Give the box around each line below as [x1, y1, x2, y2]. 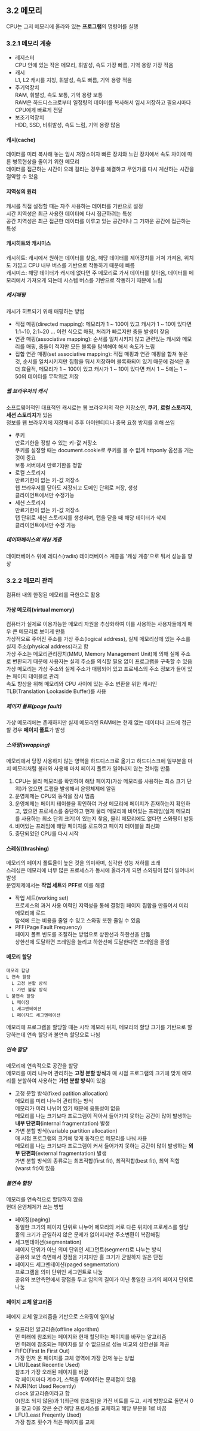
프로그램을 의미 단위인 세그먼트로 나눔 [14, 1269, 103, 1276]
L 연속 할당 [6, 974, 31, 981]
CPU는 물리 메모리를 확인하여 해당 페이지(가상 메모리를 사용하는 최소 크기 [14, 777, 186, 785]
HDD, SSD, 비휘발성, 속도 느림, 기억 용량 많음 [14, 122, 121, 129]
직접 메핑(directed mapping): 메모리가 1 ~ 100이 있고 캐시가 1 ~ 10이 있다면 [14, 320, 192, 328]
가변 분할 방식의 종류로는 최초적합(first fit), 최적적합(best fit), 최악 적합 [14, 1157, 180, 1164]
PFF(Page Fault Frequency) [14, 924, 82, 931]
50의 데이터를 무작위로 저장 [14, 373, 79, 380]
